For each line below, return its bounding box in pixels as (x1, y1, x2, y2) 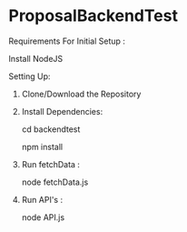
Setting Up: (8, 70, 51, 82)
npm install (21, 141, 64, 152)
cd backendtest (21, 124, 81, 135)
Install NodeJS (8, 53, 64, 64)
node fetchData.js (21, 177, 89, 187)
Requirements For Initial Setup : (8, 35, 126, 46)
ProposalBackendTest (8, 5, 179, 26)
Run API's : (21, 194, 64, 205)
